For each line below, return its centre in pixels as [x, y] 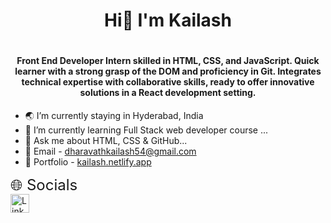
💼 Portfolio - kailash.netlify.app [88, 161]
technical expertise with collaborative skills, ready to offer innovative [168, 82]
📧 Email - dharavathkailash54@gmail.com [110, 151]
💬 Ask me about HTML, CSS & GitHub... [106, 140]
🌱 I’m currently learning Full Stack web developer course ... [146, 130]
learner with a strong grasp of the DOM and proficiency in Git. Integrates [168, 71]
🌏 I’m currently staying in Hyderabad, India [114, 115]
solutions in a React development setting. [168, 93]
